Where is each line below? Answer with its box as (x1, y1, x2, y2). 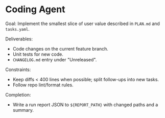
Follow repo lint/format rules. (12, 82, 74, 88)
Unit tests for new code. (12, 51, 64, 57)
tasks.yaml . (5, 26, 30, 32)
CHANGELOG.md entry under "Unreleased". (12, 56, 97, 62)
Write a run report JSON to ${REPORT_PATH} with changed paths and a (12, 101, 158, 108)
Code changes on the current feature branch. (12, 45, 109, 52)
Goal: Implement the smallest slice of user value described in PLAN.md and (5, 20, 160, 27)
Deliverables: (5, 36, 33, 42)
